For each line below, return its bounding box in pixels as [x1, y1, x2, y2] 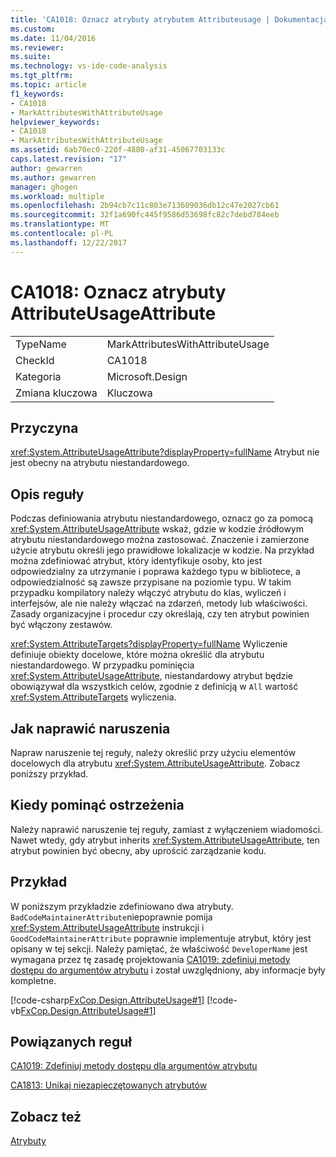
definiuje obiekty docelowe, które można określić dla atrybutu [10, 649, 265, 661]
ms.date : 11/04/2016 [10, 33, 97, 43]
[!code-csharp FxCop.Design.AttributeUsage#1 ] [10, 994, 205, 1006]
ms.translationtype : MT [10, 219, 110, 230]
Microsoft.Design [106, 369, 188, 383]
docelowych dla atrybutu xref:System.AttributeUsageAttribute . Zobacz [10, 757, 301, 769]
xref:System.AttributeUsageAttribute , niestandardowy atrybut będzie [10, 670, 293, 682]
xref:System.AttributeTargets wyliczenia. [10, 691, 177, 703]
